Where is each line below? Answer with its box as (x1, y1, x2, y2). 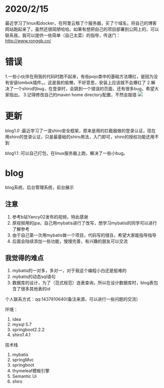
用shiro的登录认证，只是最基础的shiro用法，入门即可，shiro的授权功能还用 (5, 134, 155, 139)
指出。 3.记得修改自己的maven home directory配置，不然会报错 (9, 92, 137, 97)
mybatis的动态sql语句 (12, 274, 56, 280)
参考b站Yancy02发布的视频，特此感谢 (12, 213, 88, 220)
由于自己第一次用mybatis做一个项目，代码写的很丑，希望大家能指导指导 (12, 232, 157, 238)
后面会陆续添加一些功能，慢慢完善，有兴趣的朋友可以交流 (12, 238, 128, 244)
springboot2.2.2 (12, 327, 45, 332)
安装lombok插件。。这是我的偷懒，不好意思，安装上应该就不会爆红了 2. (9, 79, 151, 85)
